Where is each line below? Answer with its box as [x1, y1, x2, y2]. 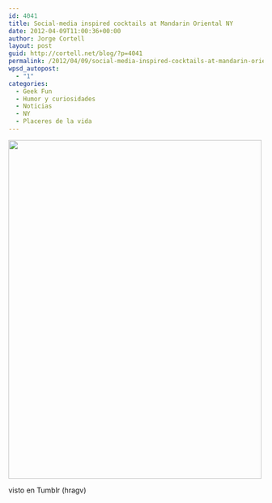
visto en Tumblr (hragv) [8, 485, 87, 495]
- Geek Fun [15, 87, 53, 96]
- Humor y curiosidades [15, 95, 96, 103]
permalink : [8, 58, 45, 66]
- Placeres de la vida [15, 117, 92, 126]
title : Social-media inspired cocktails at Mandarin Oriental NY [8, 19, 233, 28]
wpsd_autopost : [8, 65, 60, 73]
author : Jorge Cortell [8, 34, 85, 43]
